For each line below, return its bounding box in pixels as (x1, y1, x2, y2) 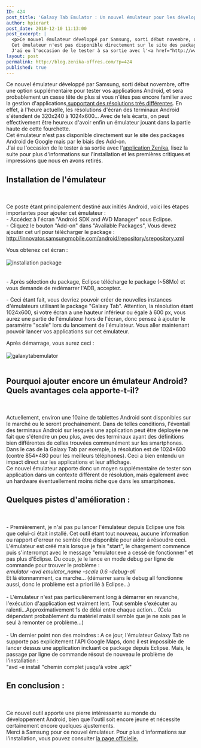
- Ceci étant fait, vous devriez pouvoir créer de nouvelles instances (6, 296, 172, 303)
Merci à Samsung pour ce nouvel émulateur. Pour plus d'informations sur (6, 728, 187, 735)
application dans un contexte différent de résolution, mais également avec (6, 471, 189, 478)
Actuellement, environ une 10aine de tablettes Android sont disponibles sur (6, 414, 191, 421)
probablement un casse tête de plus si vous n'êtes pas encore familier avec (6, 93, 193, 101)
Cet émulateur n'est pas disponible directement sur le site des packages (6, 132, 185, 139)
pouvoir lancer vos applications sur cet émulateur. (6, 328, 130, 335)
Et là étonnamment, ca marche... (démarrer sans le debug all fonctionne (6, 574, 183, 581)
